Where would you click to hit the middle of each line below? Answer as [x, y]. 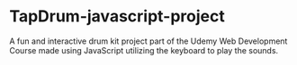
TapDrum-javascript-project [117, 16]
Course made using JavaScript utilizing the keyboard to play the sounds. [144, 50]
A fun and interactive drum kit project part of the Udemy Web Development [148, 41]
